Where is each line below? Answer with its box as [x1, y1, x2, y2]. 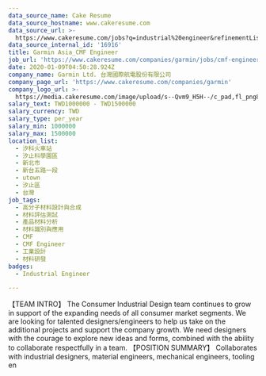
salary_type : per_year [8, 115, 83, 123]
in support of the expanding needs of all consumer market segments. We [8, 309, 247, 318]
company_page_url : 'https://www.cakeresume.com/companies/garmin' [8, 78, 232, 86]
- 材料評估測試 [15, 211, 59, 219]
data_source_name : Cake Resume [8, 11, 112, 20]
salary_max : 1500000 [8, 129, 77, 137]
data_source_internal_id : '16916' [8, 41, 123, 49]
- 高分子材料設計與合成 [15, 203, 82, 211]
